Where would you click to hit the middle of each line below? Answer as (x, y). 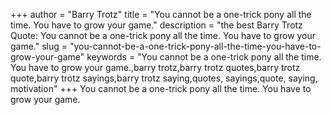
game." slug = (39, 46)
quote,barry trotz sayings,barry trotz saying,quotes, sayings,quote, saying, (164, 78)
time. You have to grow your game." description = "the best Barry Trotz (156, 25)
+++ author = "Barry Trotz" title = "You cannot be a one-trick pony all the (161, 14)
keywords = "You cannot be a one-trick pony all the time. (204, 57)
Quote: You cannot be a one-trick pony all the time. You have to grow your (163, 35)
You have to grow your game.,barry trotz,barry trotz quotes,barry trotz (155, 67)
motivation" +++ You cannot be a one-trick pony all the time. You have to (161, 88)
